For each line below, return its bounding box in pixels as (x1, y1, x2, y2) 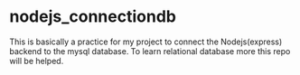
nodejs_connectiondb (9, 6, 176, 27)
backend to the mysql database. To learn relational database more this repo (9, 45, 291, 56)
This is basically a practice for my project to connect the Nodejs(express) (9, 36, 283, 47)
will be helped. (9, 55, 64, 66)
